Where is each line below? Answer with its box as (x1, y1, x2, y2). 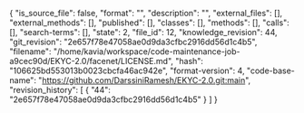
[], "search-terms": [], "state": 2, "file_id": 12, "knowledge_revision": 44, (9, 27, 278, 37)
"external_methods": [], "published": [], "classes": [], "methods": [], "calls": (9, 17, 290, 28)
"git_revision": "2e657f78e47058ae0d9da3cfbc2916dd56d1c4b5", (9, 36, 258, 47)
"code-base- (246, 65, 295, 76)
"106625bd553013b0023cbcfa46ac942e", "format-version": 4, (9, 65, 245, 76)
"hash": (175, 56, 204, 66)
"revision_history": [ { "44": (9, 85, 111, 95)
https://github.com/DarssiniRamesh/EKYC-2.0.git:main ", (42, 75, 251, 85)
